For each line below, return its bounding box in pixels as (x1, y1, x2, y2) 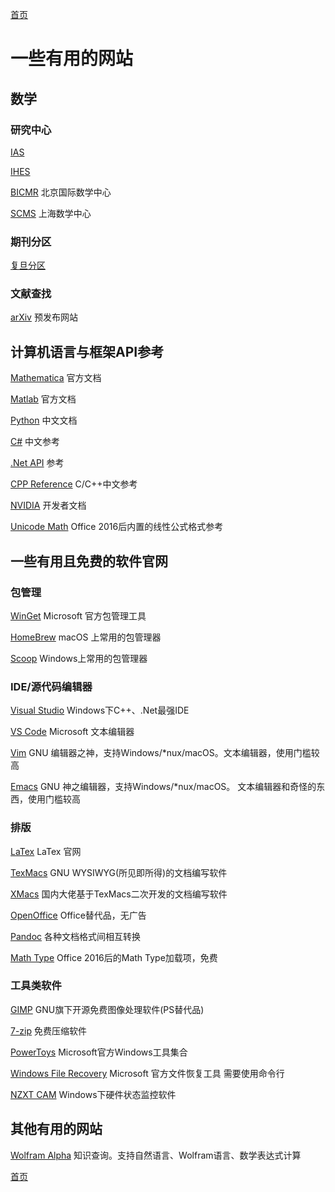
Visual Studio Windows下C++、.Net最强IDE (10, 704, 190, 717)
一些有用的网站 (10, 48, 134, 70)
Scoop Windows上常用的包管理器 (10, 652, 148, 664)
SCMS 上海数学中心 (10, 207, 92, 219)
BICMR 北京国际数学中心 (10, 186, 112, 198)
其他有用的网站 (10, 1121, 103, 1138)
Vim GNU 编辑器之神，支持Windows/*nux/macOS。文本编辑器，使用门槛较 (10, 747, 320, 759)
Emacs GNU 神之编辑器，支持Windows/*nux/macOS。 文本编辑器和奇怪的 (10, 781, 317, 793)
